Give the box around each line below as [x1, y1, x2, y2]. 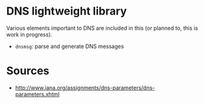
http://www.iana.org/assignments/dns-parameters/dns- [15, 84, 155, 91]
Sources [6, 64, 50, 78]
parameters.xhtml [15, 90, 60, 98]
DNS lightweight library [6, 4, 127, 18]
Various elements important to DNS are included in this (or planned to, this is [6, 24, 199, 32]
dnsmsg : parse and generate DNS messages [15, 43, 124, 50]
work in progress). [6, 30, 53, 38]
